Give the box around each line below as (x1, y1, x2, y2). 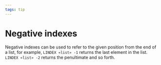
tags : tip (5, 7, 25, 12)
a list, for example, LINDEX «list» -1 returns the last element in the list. (5, 49, 148, 55)
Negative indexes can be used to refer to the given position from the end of (5, 44, 157, 50)
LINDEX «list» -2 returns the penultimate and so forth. (5, 54, 116, 60)
